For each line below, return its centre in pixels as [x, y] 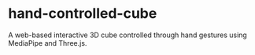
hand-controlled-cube [83, 14]
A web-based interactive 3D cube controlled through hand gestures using [128, 35]
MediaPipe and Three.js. [48, 43]
